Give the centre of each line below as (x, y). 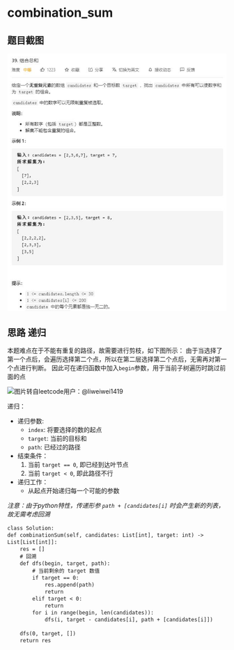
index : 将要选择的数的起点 (65, 430)
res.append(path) (70, 585)
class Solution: (31, 528)
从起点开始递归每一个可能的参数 (73, 491)
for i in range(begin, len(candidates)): (93, 613)
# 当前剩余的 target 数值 (66, 571)
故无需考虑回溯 (29, 514)
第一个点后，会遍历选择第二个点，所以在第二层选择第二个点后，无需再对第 (114, 359)
